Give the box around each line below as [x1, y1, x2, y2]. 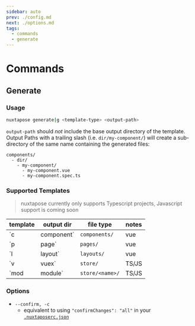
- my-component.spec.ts [21, 173, 81, 178]
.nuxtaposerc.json [23, 314, 69, 320]
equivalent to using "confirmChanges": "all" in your [23, 307, 151, 314]
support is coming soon [20, 206, 79, 214]
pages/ [79, 241, 99, 247]
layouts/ [79, 250, 105, 258]
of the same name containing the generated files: [29, 140, 150, 148]
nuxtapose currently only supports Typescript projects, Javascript [20, 200, 183, 207]
